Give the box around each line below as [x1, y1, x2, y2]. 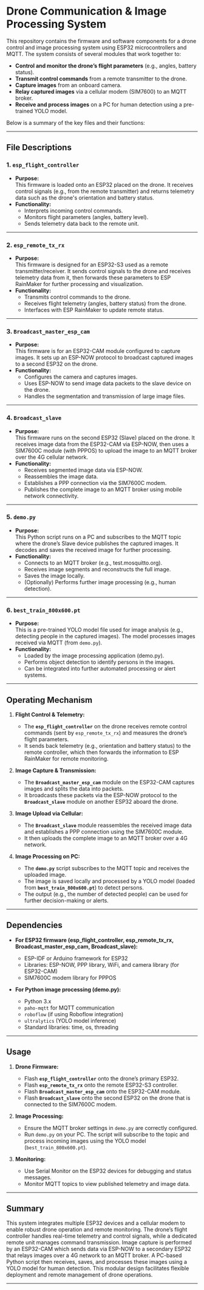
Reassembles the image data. [24, 473, 98, 480]
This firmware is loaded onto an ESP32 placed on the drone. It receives [15, 181, 194, 188]
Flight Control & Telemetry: [15, 711, 85, 718]
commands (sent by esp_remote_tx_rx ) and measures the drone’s [24, 729, 187, 736]
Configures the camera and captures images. [24, 373, 138, 381]
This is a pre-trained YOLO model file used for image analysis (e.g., [15, 626, 183, 633]
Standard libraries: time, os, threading [24, 1023, 119, 1031]
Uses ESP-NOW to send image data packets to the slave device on [24, 380, 191, 387]
